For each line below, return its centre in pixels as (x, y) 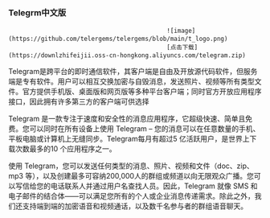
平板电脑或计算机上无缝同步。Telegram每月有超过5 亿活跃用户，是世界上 (129, 139)
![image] (181, 31)
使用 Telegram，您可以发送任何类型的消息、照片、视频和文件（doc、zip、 (131, 166)
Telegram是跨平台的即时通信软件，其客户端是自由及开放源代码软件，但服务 (133, 72)
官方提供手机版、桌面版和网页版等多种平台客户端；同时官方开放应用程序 (142, 92)
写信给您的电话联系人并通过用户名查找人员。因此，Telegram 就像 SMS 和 (137, 186)
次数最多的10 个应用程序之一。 (65, 149)
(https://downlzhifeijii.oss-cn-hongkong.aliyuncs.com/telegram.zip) (127, 56)
